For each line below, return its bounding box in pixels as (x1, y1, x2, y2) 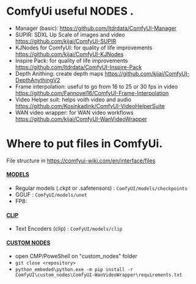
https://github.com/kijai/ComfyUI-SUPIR (15, 37, 117, 45)
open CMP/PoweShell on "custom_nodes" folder (15, 252, 137, 260)
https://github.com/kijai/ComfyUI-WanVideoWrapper (15, 115, 148, 123)
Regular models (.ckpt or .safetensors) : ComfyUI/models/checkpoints (15, 184, 188, 192)
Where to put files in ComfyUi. (6, 137, 163, 151)
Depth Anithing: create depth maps (15, 70, 104, 77)
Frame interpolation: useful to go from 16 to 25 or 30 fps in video (15, 82, 178, 90)
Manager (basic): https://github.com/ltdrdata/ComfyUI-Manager (15, 24, 177, 32)
